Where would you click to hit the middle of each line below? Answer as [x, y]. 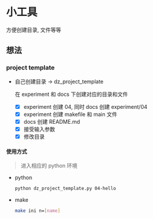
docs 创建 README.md [52, 121]
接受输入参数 [39, 129]
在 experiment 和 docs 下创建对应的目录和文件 [71, 94]
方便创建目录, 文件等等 [34, 30]
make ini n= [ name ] [37, 211]
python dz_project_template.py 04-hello [65, 189]
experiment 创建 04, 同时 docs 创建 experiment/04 [85, 107]
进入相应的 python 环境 [49, 166]
